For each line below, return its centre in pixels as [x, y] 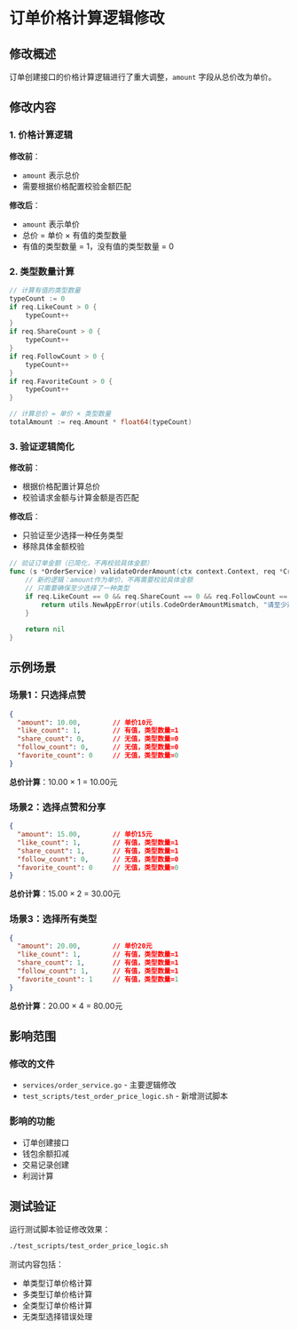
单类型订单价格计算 [57, 1283]
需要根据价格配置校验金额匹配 [76, 186]
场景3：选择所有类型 [53, 919]
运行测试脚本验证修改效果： [60, 1230]
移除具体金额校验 [53, 547]
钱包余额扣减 [45, 1153]
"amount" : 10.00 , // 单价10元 [85, 722]
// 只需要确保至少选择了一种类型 [78, 588]
